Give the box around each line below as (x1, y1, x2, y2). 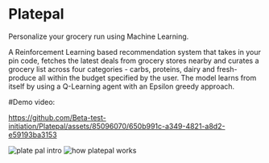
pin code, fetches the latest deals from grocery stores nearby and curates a (8, 56, 259, 65)
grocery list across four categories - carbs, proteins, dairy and (8, 64, 215, 73)
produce (8, 73, 37, 82)
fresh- (216, 64, 238, 73)
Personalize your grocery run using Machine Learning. (8, 31, 189, 41)
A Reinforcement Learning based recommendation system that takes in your (8, 47, 262, 56)
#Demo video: (8, 97, 56, 107)
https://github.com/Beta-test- (8, 112, 106, 122)
